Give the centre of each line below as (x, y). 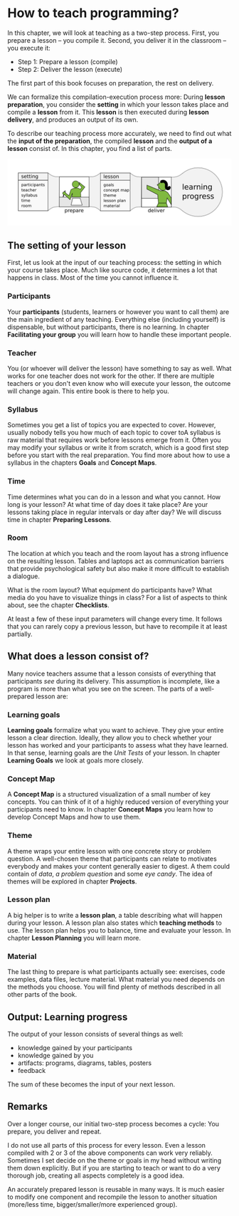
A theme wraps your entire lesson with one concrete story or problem (109, 851)
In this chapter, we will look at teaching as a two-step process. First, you (113, 33)
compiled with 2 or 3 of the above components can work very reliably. (110, 1153)
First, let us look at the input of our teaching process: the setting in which (115, 263)
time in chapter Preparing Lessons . (59, 519)
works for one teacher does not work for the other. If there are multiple (111, 376)
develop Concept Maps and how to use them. (74, 817)
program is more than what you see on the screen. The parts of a (103, 688)
